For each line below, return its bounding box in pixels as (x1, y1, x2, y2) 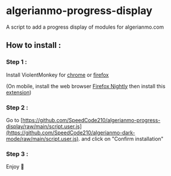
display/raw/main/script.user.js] (6, 123, 82, 130)
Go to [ (6, 116, 23, 123)
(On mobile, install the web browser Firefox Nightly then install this (6, 82, 166, 89)
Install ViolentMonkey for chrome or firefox (6, 71, 109, 78)
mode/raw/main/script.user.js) (6, 135, 79, 142)
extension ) (6, 89, 32, 96)
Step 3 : (6, 150, 29, 158)
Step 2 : (6, 103, 29, 112)
